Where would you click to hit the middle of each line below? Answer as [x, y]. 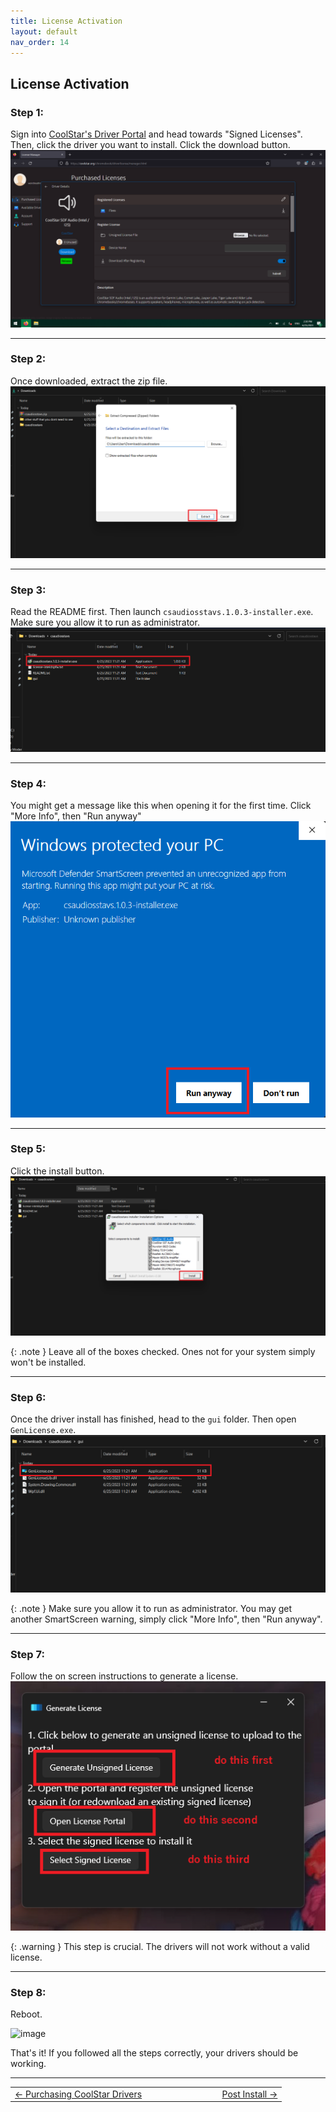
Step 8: [28, 1992]
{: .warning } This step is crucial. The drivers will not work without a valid [160, 1946]
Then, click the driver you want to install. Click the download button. [150, 145]
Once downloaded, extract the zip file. [89, 381]
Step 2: [28, 359]
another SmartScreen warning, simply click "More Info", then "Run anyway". [166, 1619]
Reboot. [26, 2014]
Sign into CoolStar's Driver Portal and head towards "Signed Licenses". [156, 134]
